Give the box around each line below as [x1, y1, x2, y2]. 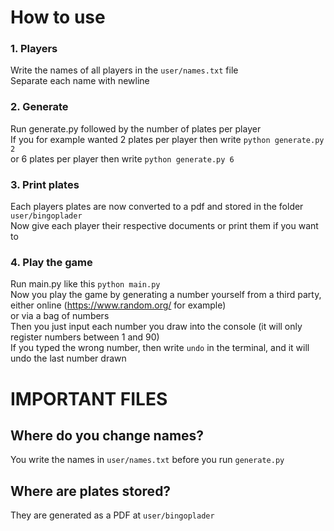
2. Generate [10, 100, 69, 114]
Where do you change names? [10, 427, 205, 444]
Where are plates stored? [10, 482, 172, 500]
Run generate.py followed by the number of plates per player [10, 122, 262, 135]
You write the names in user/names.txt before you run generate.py [10, 454, 285, 466]
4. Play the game [10, 256, 93, 269]
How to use [10, 6, 106, 29]
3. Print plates [10, 177, 80, 191]
